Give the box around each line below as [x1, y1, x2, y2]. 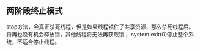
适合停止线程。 [22, 38, 60, 46]
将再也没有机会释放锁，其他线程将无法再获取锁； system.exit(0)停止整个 [6, 30, 188, 38]
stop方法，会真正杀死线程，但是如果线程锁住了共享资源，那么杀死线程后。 [6, 23, 194, 30]
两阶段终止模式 [6, 5, 63, 16]
